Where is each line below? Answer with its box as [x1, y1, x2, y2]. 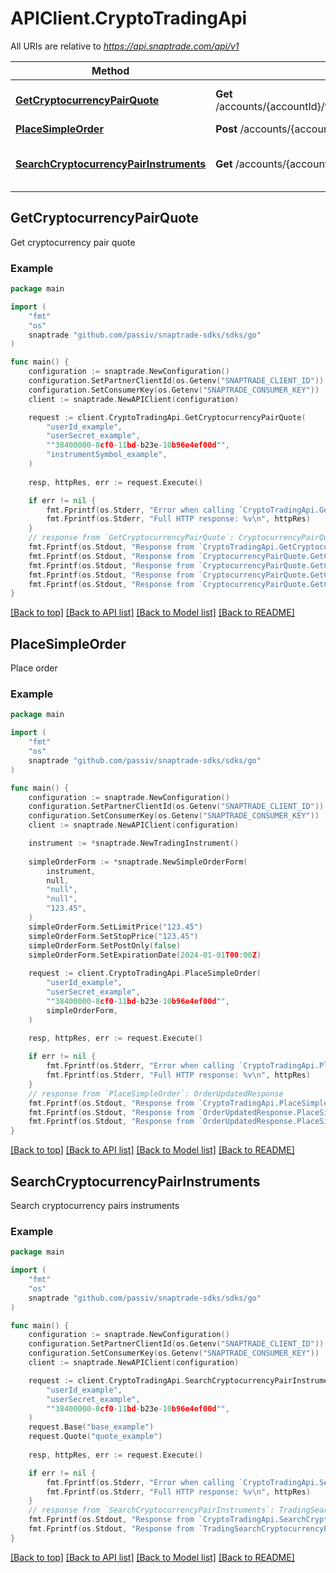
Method [91, 63, 130, 77]
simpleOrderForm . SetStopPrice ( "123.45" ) [28, 931, 199, 941]
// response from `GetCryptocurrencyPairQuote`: [28, 533, 235, 543]
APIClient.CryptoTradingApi [10, 7, 248, 30]
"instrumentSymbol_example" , [46, 450, 168, 460]
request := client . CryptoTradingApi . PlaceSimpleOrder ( [28, 968, 262, 979]
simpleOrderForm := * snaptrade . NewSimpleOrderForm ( [28, 857, 248, 867]
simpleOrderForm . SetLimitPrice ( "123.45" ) [28, 922, 203, 932]
